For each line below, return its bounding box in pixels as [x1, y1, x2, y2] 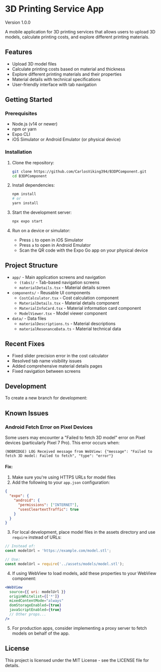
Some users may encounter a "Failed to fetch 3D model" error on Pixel [5, 435, 146, 441]
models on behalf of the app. [12, 630, 70, 636]
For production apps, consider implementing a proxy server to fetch [12, 625, 147, 631]
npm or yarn [12, 126, 37, 132]
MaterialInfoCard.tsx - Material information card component [19, 305, 141, 311]
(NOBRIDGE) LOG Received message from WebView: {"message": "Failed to [5, 449, 152, 454]
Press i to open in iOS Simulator [19, 237, 84, 243]
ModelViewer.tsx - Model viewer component [19, 310, 107, 316]
